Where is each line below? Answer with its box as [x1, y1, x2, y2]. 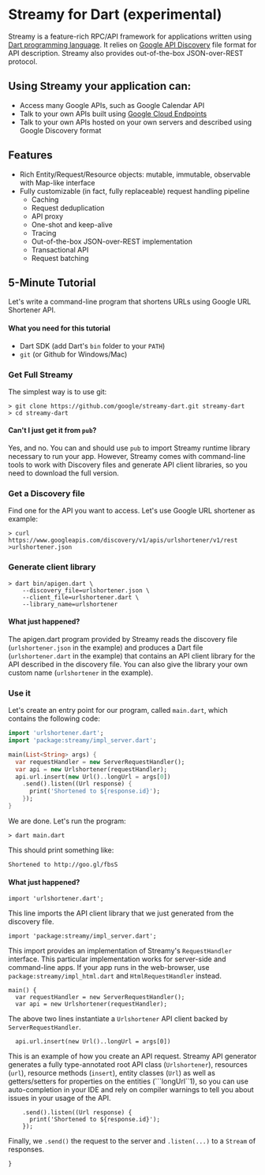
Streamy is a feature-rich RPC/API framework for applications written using [8, 32, 252, 41]
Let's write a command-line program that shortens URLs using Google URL [8, 297, 252, 307]
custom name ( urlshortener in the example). [8, 668, 154, 677]
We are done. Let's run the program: [8, 816, 126, 826]
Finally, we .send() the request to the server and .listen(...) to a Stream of [8, 1136, 256, 1146]
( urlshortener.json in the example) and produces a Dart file [8, 643, 203, 652]
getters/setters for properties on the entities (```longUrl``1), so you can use [8, 1076, 248, 1086]
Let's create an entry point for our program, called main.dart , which [8, 706, 228, 715]
